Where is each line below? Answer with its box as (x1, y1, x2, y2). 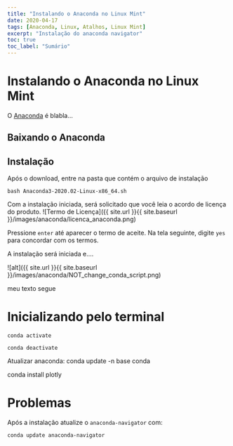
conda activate (7, 332, 52, 339)
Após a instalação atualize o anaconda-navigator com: (7, 419, 163, 427)
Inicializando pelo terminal (7, 309, 165, 325)
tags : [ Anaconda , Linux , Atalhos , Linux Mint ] (7, 23, 146, 30)
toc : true (7, 37, 36, 44)
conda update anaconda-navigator (7, 432, 105, 439)
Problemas (7, 395, 72, 411)
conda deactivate (7, 345, 58, 352)
